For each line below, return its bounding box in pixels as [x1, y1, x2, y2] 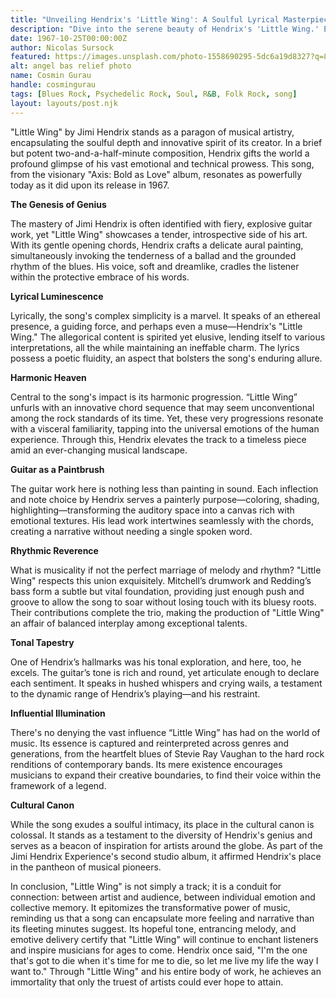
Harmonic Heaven [10, 371, 87, 383]
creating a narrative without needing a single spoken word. [10, 525, 253, 537]
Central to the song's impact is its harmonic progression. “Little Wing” [10, 391, 298, 403]
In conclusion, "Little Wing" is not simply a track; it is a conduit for [10, 880, 282, 892]
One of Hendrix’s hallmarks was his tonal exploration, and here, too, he [10, 656, 302, 668]
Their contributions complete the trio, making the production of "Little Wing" [10, 606, 325, 618]
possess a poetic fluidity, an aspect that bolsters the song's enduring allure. [10, 352, 323, 364]
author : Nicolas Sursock [10, 42, 114, 53]
